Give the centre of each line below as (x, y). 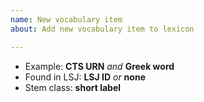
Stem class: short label (73, 87)
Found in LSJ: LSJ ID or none (85, 77)
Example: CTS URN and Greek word (99, 66)
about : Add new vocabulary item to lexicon (102, 29)
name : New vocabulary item (66, 19)
